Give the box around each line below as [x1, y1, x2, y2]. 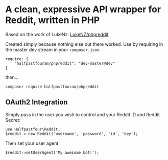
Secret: [5, 117, 20, 123]
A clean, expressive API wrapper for [5, 4, 161, 15]
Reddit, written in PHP [5, 14, 100, 26]
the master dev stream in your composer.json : [5, 46, 101, 52]
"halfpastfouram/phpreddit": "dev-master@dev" [14, 61, 115, 66]
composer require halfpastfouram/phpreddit [5, 84, 100, 89]
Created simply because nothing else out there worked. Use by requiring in [5, 41, 163, 47]
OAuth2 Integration [5, 98, 68, 106]
